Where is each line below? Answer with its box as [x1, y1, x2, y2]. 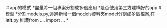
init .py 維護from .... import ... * [5, 17, 69, 23]
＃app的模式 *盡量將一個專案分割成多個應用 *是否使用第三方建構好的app [5, 5, 158, 10]
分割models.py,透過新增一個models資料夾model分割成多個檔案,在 [17, 11, 155, 17]
